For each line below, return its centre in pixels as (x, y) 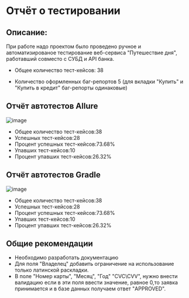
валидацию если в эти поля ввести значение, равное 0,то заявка (96, 283)
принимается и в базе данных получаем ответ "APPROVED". (90, 289)
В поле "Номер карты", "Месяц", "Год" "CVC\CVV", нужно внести (96, 276)
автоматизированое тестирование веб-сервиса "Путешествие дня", (92, 53)
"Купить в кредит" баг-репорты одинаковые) (71, 88)
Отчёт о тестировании (63, 11)
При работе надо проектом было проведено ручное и (74, 46)
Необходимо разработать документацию (66, 258)
